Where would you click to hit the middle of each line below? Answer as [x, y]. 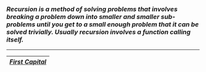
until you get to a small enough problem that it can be [118, 24]
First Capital [28, 62]
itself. [15, 40]
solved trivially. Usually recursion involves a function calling [99, 32]
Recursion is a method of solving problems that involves [92, 9]
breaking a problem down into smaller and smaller [83, 16]
